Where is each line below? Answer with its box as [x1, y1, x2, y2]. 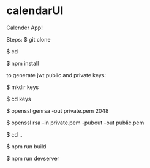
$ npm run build [6, 142, 47, 150]
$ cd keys [6, 95, 31, 102]
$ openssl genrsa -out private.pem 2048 [6, 107, 109, 114]
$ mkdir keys [6, 83, 39, 91]
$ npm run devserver [6, 155, 60, 162]
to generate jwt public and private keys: [6, 71, 106, 78]
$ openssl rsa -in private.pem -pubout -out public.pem [6, 119, 144, 126]
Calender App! [6, 24, 43, 31]
